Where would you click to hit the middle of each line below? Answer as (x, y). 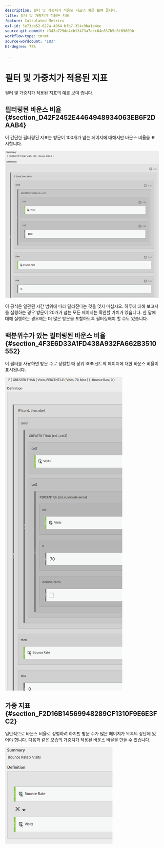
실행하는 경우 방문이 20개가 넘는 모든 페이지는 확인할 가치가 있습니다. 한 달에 (83, 312)
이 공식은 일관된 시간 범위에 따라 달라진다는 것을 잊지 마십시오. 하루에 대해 (75, 306)
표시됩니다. (16, 370)
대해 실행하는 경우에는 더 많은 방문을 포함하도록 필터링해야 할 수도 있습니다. (77, 319)
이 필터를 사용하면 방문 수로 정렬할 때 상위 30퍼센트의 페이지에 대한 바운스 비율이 (82, 364)
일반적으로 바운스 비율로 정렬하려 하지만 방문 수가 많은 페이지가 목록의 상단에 (78, 734)
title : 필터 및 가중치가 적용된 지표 (37, 15)
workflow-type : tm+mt (27, 36)
